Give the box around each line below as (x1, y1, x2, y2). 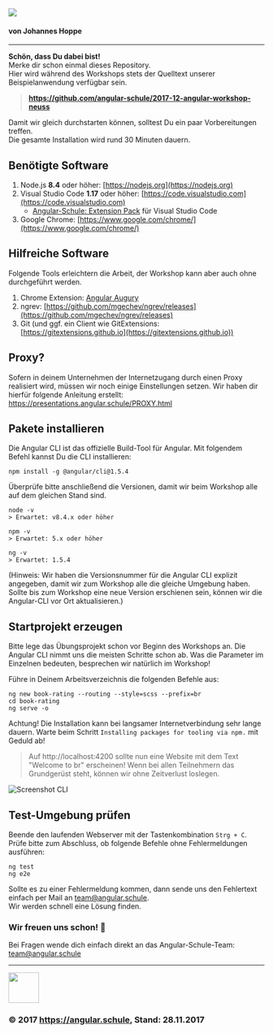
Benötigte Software (8, 158, 109, 172)
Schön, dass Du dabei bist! (8, 52, 101, 62)
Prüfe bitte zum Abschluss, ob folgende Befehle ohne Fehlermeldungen (8, 839, 248, 849)
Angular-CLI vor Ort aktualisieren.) (8, 597, 123, 606)
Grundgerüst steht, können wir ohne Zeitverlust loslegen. (28, 769, 220, 779)
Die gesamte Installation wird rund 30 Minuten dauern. (8, 135, 191, 145)
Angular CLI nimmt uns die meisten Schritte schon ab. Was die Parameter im (8, 650, 264, 660)
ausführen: (8, 847, 45, 857)
